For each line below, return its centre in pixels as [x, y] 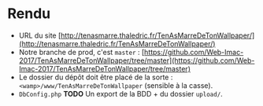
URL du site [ [40, 35]
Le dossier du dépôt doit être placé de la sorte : [96, 77]
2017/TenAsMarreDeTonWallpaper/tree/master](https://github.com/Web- [137, 60]
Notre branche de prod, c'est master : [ [81, 52]
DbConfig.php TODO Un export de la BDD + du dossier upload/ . [121, 93]
